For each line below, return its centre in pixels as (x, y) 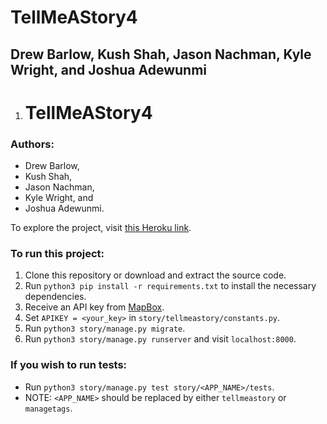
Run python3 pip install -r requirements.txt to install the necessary (170, 286)
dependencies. (55, 297)
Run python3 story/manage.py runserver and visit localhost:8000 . (160, 339)
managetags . (48, 408)
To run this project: (57, 253)
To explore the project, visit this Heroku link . (101, 228)
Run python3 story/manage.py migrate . (105, 328)
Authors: (32, 144)
